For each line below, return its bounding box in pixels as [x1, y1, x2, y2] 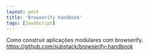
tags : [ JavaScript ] [6, 20, 56, 26]
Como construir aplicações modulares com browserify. [6, 37, 144, 44]
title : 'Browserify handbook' [6, 14, 83, 20]
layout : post [6, 8, 39, 15]
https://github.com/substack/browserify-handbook [6, 43, 133, 50]
